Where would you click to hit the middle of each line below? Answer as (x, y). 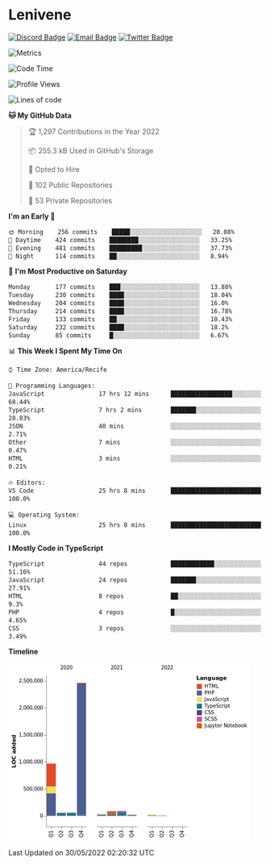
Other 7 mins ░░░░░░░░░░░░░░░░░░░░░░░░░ (135, 442)
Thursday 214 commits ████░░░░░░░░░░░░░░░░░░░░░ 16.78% (120, 311)
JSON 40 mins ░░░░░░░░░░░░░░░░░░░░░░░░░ (135, 426)
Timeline (23, 651)
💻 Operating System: (44, 515)
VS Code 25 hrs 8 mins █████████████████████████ (135, 491)
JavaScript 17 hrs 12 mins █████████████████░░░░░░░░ (135, 394)
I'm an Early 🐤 (32, 216)
